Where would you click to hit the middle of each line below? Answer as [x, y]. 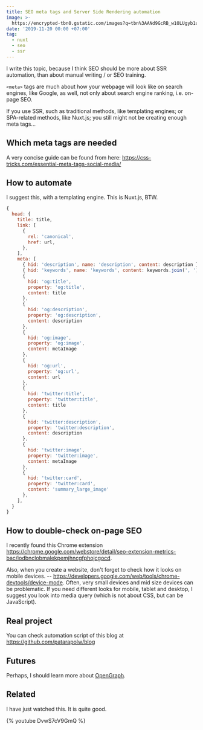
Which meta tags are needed [62, 143]
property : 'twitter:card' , [62, 484]
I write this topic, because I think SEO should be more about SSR [87, 68]
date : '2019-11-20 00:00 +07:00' [48, 29]
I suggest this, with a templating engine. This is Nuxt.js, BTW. [82, 198]
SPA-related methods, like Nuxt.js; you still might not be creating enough [97, 117]
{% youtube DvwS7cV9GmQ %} [46, 720]
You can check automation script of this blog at [65, 636]
